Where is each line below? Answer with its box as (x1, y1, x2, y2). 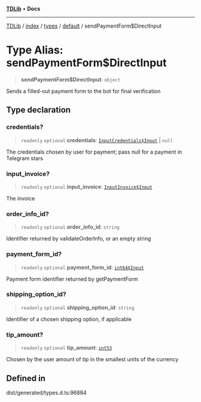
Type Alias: (6, 43, 64, 57)
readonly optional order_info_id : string (20, 223, 120, 230)
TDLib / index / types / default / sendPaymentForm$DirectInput (6, 22, 162, 29)
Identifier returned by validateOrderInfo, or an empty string (6, 235, 151, 242)
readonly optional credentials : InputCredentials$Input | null (20, 136, 173, 143)
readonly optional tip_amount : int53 (20, 344, 112, 352)
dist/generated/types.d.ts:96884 (6, 389, 87, 396)
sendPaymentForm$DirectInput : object (20, 76, 121, 83)
